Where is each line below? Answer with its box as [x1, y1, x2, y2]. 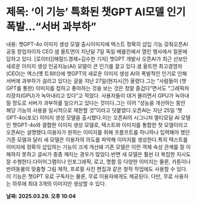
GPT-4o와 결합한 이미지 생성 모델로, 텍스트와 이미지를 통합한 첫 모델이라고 [16, 121, 188, 128]
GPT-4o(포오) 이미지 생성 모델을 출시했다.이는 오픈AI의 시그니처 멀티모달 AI [6, 114, 180, 121]
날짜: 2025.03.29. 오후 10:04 [6, 192, 76, 200]
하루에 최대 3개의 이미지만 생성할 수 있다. [12, 180, 107, 187]
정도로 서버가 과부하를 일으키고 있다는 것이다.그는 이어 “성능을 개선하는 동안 [12, 99, 186, 106]
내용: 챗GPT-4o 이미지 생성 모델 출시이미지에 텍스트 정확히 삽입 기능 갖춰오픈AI [6, 41, 188, 48]
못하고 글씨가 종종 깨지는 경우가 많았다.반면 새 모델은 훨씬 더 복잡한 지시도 [21, 150, 191, 157]
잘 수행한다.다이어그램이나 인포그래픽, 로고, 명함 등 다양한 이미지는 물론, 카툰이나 [6, 158, 191, 165]
